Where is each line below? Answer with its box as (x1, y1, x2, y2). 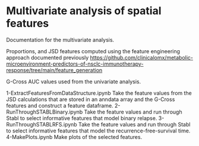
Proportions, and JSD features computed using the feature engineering (6, 47, 180, 54)
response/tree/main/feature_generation (6, 66, 103, 73)
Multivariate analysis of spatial (6, 4, 162, 18)
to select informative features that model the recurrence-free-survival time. (6, 127, 191, 134)
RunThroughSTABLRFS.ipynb (6, 121, 77, 128)
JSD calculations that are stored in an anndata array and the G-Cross (6, 96, 175, 103)
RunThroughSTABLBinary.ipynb (6, 108, 83, 115)
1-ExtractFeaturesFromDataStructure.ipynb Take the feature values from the (6, 89, 192, 96)
